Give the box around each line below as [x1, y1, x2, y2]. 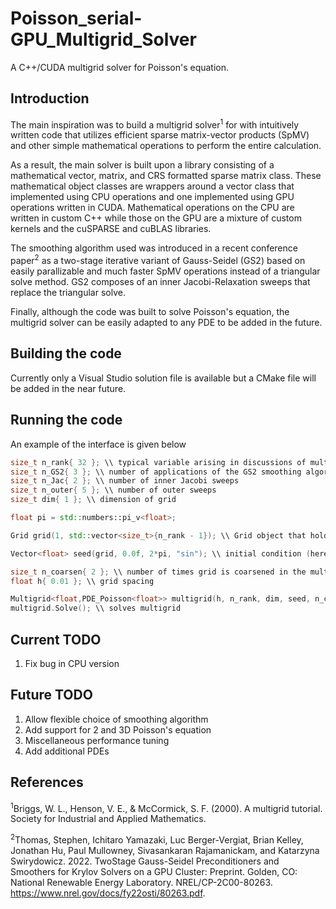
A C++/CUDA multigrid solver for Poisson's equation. [10, 61, 230, 73]
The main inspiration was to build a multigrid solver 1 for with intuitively [10, 117, 300, 131]
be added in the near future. [10, 382, 127, 394]
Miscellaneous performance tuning [24, 734, 170, 746]
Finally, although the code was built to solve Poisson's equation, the [10, 306, 290, 318]
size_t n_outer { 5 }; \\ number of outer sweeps [10, 485, 217, 496]
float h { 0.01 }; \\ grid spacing [10, 576, 155, 586]
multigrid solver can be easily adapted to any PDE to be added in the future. [10, 317, 323, 329]
